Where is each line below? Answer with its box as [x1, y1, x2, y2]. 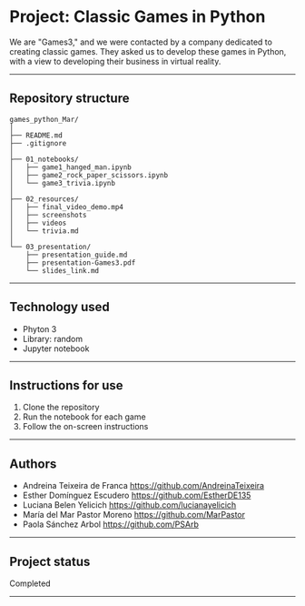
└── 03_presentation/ [9, 242, 92, 251]
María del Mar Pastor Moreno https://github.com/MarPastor [22, 510, 246, 520]
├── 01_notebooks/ [9, 155, 79, 164]
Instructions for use [9, 378, 124, 393]
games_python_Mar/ [9, 115, 79, 124]
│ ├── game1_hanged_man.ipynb [9, 162, 132, 172]
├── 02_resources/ [9, 194, 79, 204]
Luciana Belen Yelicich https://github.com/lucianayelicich [22, 500, 237, 510]
